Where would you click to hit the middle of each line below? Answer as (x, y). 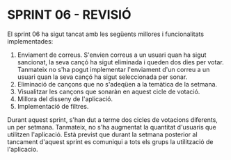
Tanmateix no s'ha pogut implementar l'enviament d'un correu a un (113, 69)
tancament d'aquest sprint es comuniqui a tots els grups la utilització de (110, 141)
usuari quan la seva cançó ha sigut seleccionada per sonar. (102, 77)
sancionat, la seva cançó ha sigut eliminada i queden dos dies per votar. (120, 62)
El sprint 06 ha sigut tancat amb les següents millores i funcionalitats (105, 34)
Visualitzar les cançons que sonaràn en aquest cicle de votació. (109, 91)
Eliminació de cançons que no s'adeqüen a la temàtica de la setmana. (117, 84)
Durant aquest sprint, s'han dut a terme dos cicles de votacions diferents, (112, 119)
